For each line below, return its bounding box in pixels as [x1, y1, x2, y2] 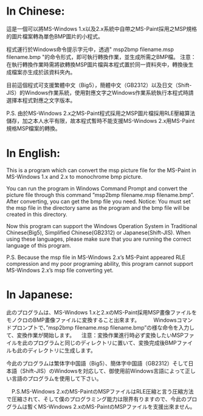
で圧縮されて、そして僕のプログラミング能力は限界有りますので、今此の [6, 395, 187, 403]
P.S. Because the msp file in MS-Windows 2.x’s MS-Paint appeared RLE [6, 254, 186, 261]
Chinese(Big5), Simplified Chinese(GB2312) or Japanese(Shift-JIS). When [6, 229, 191, 236]
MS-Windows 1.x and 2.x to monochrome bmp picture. [6, 173, 143, 180]
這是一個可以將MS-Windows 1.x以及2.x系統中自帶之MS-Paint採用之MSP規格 [6, 25, 198, 32]
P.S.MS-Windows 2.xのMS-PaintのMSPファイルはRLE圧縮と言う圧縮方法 [11, 387, 194, 395]
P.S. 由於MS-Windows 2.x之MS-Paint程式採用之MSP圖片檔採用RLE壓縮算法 [6, 109, 196, 117]
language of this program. [6, 241, 72, 249]
